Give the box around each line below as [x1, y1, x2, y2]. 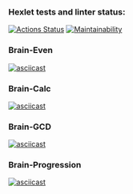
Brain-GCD [8, 121, 52, 132]
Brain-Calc [8, 83, 51, 94]
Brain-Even [8, 45, 54, 56]
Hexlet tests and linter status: [8, 6, 126, 18]
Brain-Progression [8, 160, 82, 171]
